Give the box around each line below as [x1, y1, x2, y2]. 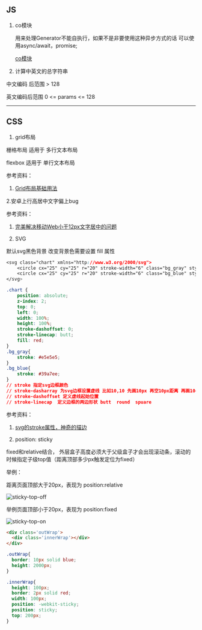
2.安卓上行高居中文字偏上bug [6, 197, 79, 204]
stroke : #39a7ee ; [17, 371, 61, 377]
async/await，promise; [20, 42, 78, 49]
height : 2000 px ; [11, 563, 52, 569]
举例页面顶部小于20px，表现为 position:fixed [6, 505, 117, 513]
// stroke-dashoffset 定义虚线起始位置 [6, 393, 99, 399]
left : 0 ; [17, 310, 39, 316]
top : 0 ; [17, 304, 36, 310]
